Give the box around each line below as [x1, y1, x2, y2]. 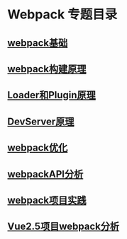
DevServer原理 [7, 115, 74, 127]
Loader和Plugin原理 [7, 89, 96, 101]
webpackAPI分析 [7, 168, 84, 180]
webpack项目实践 [7, 194, 87, 206]
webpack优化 [7, 142, 68, 154]
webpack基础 [7, 37, 68, 49]
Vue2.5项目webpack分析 [7, 221, 119, 233]
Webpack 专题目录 [7, 6, 118, 23]
